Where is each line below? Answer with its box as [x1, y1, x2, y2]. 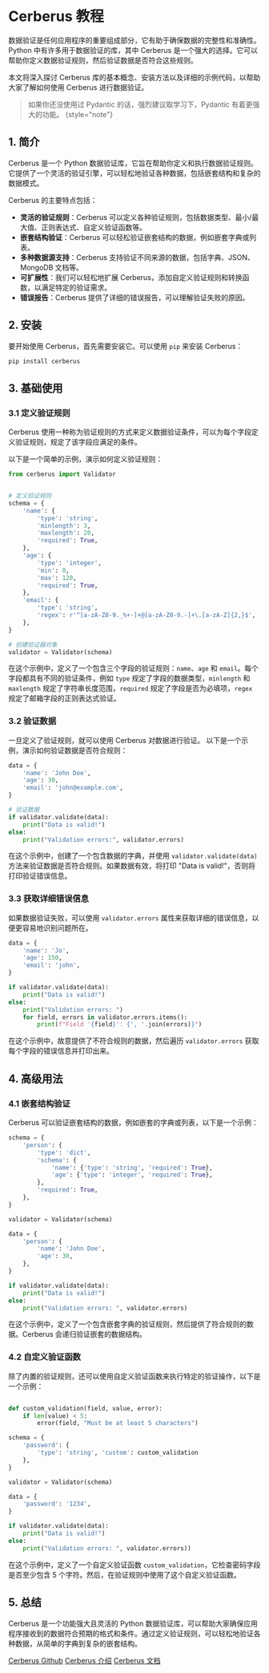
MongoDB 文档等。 [19, 262, 84, 272]
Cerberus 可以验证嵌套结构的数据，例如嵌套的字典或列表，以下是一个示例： [8, 1118, 259, 1127]
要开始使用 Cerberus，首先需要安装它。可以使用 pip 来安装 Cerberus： [8, 341, 243, 351]
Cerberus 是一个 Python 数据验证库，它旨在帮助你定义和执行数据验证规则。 [8, 158, 258, 168]
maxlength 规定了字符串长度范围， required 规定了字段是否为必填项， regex [8, 684, 253, 693]
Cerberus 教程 [8, 7, 104, 26]
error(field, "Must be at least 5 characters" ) [37, 1419, 199, 1427]
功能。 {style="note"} [42, 109, 114, 119]
